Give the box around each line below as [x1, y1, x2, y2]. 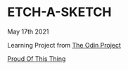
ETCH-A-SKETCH [7, 4, 112, 20]
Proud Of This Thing [7, 54, 66, 63]
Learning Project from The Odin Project [7, 41, 122, 49]
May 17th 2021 [7, 27, 49, 36]
